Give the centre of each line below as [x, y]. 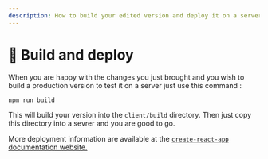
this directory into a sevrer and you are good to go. [92, 123]
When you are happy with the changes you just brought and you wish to [126, 77]
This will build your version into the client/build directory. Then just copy [130, 115]
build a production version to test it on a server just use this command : [125, 85]
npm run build [32, 100]
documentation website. [48, 147]
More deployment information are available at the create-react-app [119, 139]
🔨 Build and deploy [71, 54]
